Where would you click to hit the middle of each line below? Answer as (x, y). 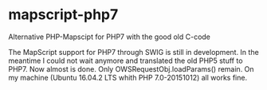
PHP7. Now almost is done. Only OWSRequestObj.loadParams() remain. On (131, 68)
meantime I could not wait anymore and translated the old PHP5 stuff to (126, 61)
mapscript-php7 (63, 15)
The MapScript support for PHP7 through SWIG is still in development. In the (133, 52)
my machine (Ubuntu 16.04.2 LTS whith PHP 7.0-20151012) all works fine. (128, 77)
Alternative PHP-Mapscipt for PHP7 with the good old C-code (110, 37)
